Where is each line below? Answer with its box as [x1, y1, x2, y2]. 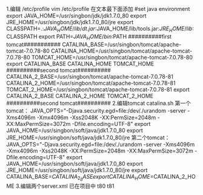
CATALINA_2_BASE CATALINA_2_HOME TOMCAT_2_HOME [6, 92, 154, 99]
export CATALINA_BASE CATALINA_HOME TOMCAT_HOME [6, 60, 155, 67]
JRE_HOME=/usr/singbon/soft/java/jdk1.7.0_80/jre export [6, 166, 148, 174]
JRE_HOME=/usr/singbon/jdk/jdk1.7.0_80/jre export [6, 19, 134, 25]
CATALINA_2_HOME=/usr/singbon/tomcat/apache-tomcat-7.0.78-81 [6, 79, 176, 87]
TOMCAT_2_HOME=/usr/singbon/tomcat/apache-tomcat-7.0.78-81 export [6, 85, 190, 93]
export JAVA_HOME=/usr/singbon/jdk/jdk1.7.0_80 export [6, 12, 147, 19]
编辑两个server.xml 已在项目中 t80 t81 [20, 182, 115, 190]
